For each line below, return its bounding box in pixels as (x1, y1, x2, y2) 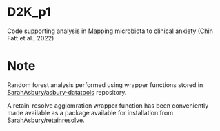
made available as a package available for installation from (7, 108, 174, 117)
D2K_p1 (7, 4, 52, 20)
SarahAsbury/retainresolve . (7, 116, 85, 124)
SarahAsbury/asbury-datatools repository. (7, 88, 127, 96)
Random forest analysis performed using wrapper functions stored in (7, 80, 203, 89)
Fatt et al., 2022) (7, 34, 54, 42)
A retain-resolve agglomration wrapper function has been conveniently (7, 101, 209, 110)
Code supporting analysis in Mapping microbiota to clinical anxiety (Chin (7, 27, 214, 35)
